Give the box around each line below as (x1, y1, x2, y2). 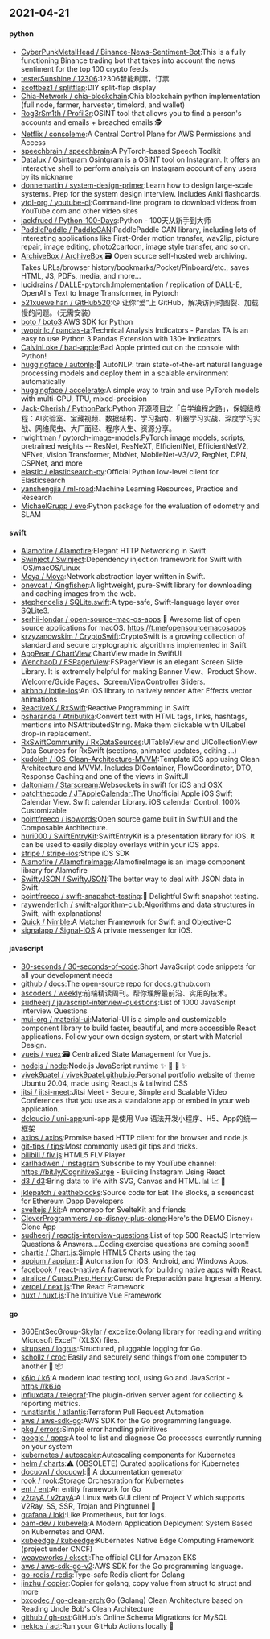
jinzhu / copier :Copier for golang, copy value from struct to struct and (20, 1579, 252, 1588)
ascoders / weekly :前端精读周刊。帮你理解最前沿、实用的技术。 (20, 988, 232, 998)
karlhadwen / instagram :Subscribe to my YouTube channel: (20, 1159, 217, 1168)
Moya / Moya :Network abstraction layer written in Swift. (20, 571, 206, 581)
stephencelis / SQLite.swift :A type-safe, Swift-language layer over (20, 597, 240, 606)
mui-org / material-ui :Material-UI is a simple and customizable (20, 1015, 227, 1024)
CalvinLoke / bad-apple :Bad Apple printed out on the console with (20, 342, 240, 352)
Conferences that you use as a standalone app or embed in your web (20, 1095, 250, 1105)
